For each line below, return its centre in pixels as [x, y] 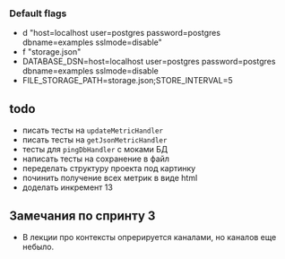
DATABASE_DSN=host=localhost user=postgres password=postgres [149, 62]
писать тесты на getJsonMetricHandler [95, 140]
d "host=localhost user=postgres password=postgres [121, 33]
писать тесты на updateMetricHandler [93, 130]
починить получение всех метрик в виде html [110, 178]
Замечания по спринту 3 [82, 216]
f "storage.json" [52, 52]
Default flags [38, 13]
